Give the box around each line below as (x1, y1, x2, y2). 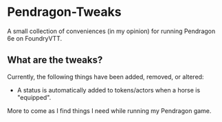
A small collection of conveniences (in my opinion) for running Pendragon (7, 27, 216, 35)
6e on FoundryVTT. (7, 34, 63, 42)
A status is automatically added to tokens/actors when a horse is (16, 85, 201, 94)
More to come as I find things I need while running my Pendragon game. (7, 106, 212, 114)
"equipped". (16, 93, 52, 101)
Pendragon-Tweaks (7, 4, 122, 20)
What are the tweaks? (7, 54, 103, 66)
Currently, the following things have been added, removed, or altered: (7, 72, 204, 81)
